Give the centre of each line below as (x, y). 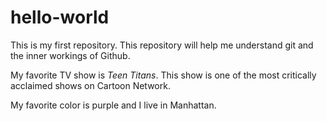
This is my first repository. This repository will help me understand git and (162, 45)
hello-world (60, 17)
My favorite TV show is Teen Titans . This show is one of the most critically (163, 75)
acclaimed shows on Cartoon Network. (90, 85)
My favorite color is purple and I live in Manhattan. (113, 105)
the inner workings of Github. (70, 55)
